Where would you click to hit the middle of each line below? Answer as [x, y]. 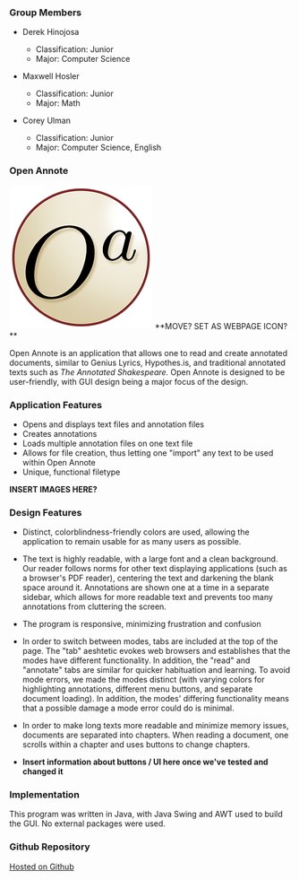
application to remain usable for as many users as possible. [132, 542]
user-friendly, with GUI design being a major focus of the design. [129, 381]
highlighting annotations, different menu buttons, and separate [137, 689]
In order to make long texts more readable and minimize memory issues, [155, 726]
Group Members [46, 13]
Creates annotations [60, 433]
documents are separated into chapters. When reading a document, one [155, 735]
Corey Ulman [47, 121]
